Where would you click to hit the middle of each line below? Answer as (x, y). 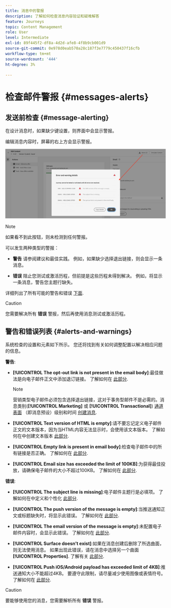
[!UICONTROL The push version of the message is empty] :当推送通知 (87, 509)
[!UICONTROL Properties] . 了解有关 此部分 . (58, 556)
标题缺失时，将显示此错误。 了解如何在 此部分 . (70, 516)
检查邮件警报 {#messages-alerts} (77, 97)
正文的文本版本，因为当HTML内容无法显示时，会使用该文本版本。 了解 (87, 430)
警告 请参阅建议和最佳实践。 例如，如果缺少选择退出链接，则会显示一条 (88, 259)
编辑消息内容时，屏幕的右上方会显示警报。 (50, 142)
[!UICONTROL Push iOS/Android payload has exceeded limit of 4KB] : (87, 567)
